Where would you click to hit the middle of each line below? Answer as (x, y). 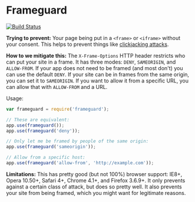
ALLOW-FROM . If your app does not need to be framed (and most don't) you (95, 68)
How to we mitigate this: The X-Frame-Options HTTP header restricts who (96, 55)
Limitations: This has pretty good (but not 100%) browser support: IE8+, (94, 174)
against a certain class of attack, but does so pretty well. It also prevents (94, 187)
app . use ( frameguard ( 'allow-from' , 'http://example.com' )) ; (80, 163)
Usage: (15, 98)
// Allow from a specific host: (46, 158)
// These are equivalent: (38, 120)
